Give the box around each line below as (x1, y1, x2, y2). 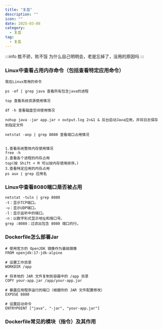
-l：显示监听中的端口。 (5, 211, 47, 216)
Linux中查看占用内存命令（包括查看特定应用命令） (5, 67, 124, 74)
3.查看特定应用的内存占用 (5, 166, 50, 171)
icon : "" (5, 16, 23, 21)
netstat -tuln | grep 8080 (5, 195, 60, 200)
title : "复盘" (5, 7, 33, 12)
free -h (5, 151, 21, 156)
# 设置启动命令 (5, 301, 32, 306)
